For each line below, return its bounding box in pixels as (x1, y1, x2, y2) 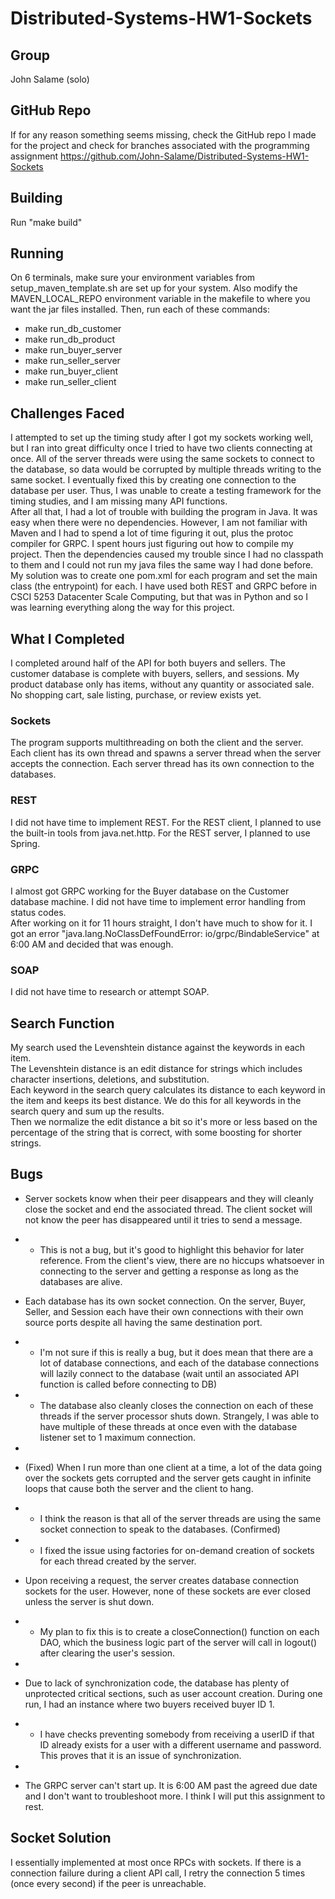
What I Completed (10, 630, 125, 647)
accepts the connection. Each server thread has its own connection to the (10, 758, 315, 770)
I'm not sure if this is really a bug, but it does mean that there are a (39, 1346, 314, 1358)
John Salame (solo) (10, 73, 90, 85)
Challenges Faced (10, 405, 125, 422)
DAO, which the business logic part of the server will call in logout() (39, 1636, 318, 1648)
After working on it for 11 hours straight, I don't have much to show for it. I (10, 917, 313, 929)
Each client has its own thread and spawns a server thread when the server (10, 747, 322, 759)
